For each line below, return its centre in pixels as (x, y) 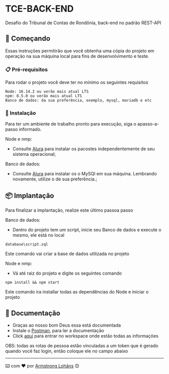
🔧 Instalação (21, 113)
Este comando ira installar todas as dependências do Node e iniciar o (77, 292)
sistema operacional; (34, 154)
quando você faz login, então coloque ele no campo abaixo (67, 351)
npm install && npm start (32, 283)
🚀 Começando (28, 39)
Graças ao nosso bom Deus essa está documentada (67, 325)
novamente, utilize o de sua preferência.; (55, 179)
